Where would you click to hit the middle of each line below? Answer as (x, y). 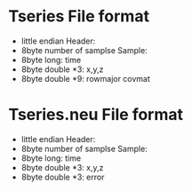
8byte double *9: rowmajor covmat (85, 78)
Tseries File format (79, 16)
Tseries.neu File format (96, 115)
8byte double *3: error (63, 177)
